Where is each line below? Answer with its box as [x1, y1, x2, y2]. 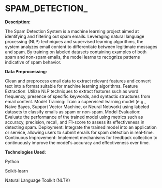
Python [5, 158, 19, 164]
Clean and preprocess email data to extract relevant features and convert [5, 78, 151, 84]
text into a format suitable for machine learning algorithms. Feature [5, 83, 138, 89]
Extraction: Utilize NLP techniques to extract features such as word [5, 88, 139, 94]
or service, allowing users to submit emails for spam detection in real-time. [5, 129, 154, 135]
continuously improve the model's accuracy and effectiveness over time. [5, 140, 150, 145]
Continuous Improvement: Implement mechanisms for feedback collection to [5, 134, 158, 141]
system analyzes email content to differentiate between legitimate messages [5, 44, 158, 49]
